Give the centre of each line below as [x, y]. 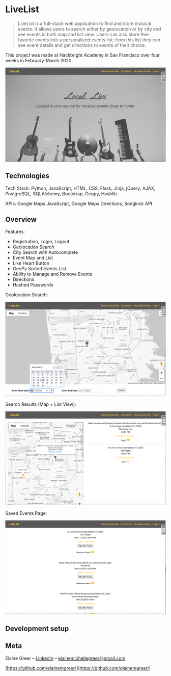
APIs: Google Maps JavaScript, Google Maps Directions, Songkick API [79, 203]
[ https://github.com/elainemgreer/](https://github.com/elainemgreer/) [78, 668]
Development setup [37, 628]
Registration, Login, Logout [41, 242]
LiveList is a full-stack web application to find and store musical [84, 23]
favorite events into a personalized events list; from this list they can [89, 40]
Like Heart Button [31, 263]
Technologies [27, 176]
